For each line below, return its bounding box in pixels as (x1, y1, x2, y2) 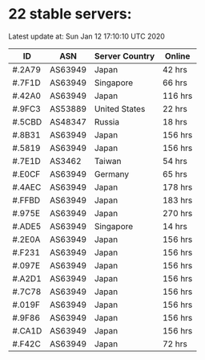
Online (164, 50, 191, 61)
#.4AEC (12, 182, 42, 193)
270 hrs (163, 207, 193, 219)
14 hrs (163, 220, 188, 231)
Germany (94, 168, 130, 179)
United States (94, 103, 146, 114)
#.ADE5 (12, 220, 42, 231)
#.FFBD (12, 194, 41, 206)
